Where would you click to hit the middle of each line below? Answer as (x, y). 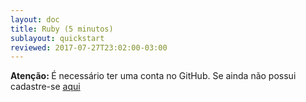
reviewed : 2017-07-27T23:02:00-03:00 (89, 47)
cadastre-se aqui (45, 87)
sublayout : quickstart (57, 38)
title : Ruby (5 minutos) (62, 29)
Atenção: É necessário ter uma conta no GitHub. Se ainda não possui (153, 76)
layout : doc (35, 19)
